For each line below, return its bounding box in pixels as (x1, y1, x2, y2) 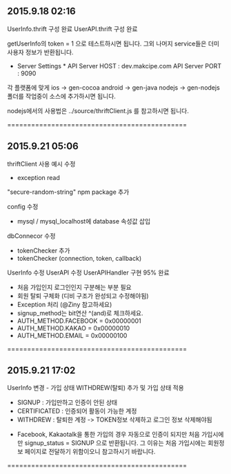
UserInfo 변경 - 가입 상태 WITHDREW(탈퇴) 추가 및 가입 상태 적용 (7, 384, 184, 392)
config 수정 (7, 202, 39, 210)
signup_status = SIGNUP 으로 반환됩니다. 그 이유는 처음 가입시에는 (24, 439, 207, 447)
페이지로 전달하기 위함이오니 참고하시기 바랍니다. (24, 448, 156, 456)
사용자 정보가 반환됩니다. (7, 48, 74, 56)
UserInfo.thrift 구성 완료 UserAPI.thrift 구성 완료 (7, 24, 138, 33)
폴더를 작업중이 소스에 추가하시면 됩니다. (7, 92, 116, 100)
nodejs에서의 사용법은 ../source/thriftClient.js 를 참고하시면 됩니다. (7, 106, 190, 115)
